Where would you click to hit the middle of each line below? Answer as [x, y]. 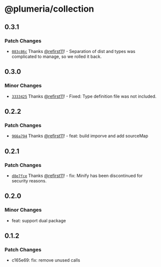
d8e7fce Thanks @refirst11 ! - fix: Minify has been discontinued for [77, 176]
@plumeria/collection [49, 9]
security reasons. [29, 180]
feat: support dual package [39, 220]
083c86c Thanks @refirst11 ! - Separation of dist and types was [73, 51]
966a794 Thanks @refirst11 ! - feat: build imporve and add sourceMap [80, 136]
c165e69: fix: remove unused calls [46, 260]
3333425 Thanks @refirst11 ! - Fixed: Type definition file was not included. [84, 96]
